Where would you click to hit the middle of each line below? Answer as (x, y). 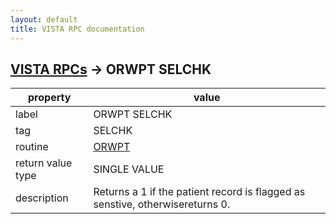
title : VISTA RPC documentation (77, 29)
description (42, 198)
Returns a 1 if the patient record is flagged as (199, 192)
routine (32, 147)
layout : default (44, 19)
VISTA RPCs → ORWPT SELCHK (111, 69)
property (50, 98)
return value (44, 163)
